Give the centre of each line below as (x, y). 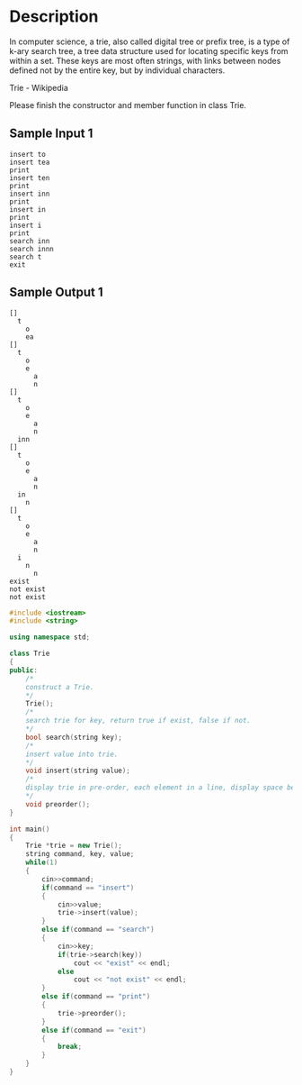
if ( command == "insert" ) (88, 888)
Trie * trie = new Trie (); (74, 846)
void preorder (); (58, 804)
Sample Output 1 (56, 292)
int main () (30, 829)
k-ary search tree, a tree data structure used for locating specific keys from (149, 50)
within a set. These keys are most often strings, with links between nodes (145, 60)
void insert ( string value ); (78, 771)
